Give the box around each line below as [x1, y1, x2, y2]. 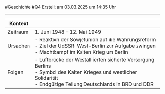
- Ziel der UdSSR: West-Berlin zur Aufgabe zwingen [34, 42, 156, 49]
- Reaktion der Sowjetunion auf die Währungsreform [34, 37, 156, 43]
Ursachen [7, 42, 30, 49]
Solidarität [34, 75, 58, 81]
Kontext [9, 20, 28, 27]
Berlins [34, 63, 51, 69]
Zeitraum [7, 29, 28, 35]
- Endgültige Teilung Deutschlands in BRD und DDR [34, 81, 154, 87]
